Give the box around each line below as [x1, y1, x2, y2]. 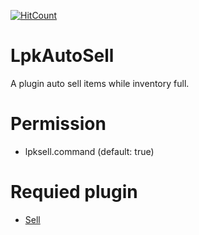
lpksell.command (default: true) [24, 145, 155, 157]
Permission [10, 113, 107, 135]
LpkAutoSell [10, 45, 115, 67]
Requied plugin [10, 181, 138, 204]
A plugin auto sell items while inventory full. [10, 77, 190, 89]
